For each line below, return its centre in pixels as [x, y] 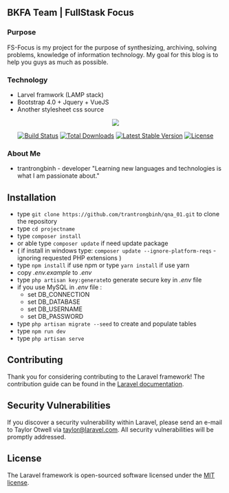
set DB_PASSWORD [55, 317]
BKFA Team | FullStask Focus [70, 13]
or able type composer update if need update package [92, 243]
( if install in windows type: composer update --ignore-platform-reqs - [117, 251]
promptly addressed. [37, 437]
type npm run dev [41, 331]
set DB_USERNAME [55, 309]
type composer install [49, 236]
